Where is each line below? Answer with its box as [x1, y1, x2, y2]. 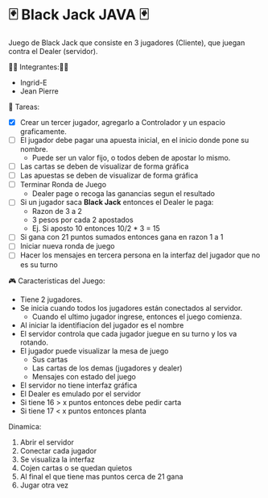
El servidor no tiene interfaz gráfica [19, 380, 138, 390]
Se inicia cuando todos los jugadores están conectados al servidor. [19, 303, 243, 312]
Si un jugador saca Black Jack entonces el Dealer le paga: [19, 198, 214, 207]
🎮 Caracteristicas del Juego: [8, 275, 106, 286]
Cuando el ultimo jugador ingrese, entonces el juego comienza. [31, 312, 242, 321]
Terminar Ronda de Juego [19, 180, 107, 190]
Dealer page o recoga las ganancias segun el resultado [31, 189, 216, 199]
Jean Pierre [19, 86, 59, 96]
